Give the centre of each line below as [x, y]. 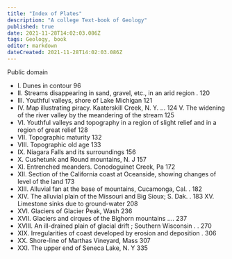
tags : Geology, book [37, 40]
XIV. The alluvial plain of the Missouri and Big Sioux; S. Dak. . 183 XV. [116, 196]
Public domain [28, 72]
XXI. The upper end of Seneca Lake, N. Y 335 [82, 248]
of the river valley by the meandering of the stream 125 [96, 115]
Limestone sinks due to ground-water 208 [77, 203]
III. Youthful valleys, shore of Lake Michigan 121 [85, 100]
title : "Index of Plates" [44, 14]
